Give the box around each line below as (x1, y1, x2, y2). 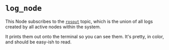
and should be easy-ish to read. (5, 39, 72, 45)
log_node (5, 4, 42, 13)
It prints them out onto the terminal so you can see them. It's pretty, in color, (5, 33, 164, 39)
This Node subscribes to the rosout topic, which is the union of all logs (5, 18, 153, 24)
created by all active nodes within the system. (5, 24, 102, 30)
